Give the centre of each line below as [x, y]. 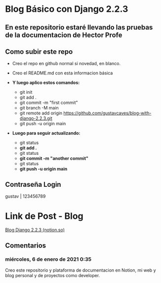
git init [26, 92]
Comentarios [26, 245]
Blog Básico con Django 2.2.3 [67, 9]
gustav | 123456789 [25, 196]
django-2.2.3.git [36, 118]
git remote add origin [41, 113]
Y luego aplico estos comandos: [46, 83]
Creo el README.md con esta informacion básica [62, 73]
